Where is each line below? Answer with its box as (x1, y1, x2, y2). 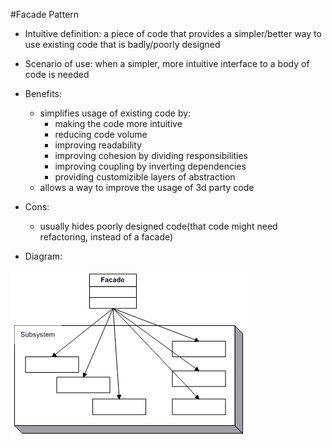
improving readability (54, 139, 142, 151)
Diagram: (24, 250, 63, 262)
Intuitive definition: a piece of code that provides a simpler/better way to (24, 28, 322, 39)
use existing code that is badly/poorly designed (24, 39, 221, 50)
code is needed (24, 69, 90, 80)
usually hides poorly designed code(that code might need (39, 220, 278, 232)
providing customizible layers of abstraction (54, 171, 236, 183)
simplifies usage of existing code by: (39, 107, 192, 119)
